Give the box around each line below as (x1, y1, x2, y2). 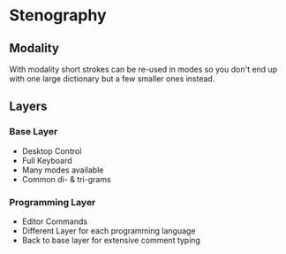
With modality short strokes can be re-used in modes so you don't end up (9, 64, 278, 74)
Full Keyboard (21, 155, 72, 165)
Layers (9, 99, 48, 114)
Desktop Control (21, 145, 82, 156)
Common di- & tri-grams (21, 173, 112, 184)
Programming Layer (9, 196, 96, 208)
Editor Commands (21, 216, 88, 227)
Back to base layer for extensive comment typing (21, 235, 201, 245)
